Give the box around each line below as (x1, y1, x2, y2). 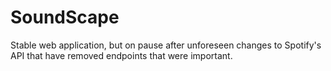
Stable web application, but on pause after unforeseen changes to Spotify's (10, 39, 322, 51)
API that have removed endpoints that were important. (10, 49, 233, 61)
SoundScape (10, 6, 120, 29)
